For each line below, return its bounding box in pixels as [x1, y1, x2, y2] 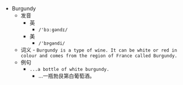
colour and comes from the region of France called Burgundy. [20, 53, 178, 59]
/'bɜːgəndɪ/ [38, 27, 68, 33]
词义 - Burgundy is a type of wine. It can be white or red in [20, 46, 178, 53]
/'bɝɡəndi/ [38, 40, 65, 46]
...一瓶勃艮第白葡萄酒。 [38, 73, 95, 79]
